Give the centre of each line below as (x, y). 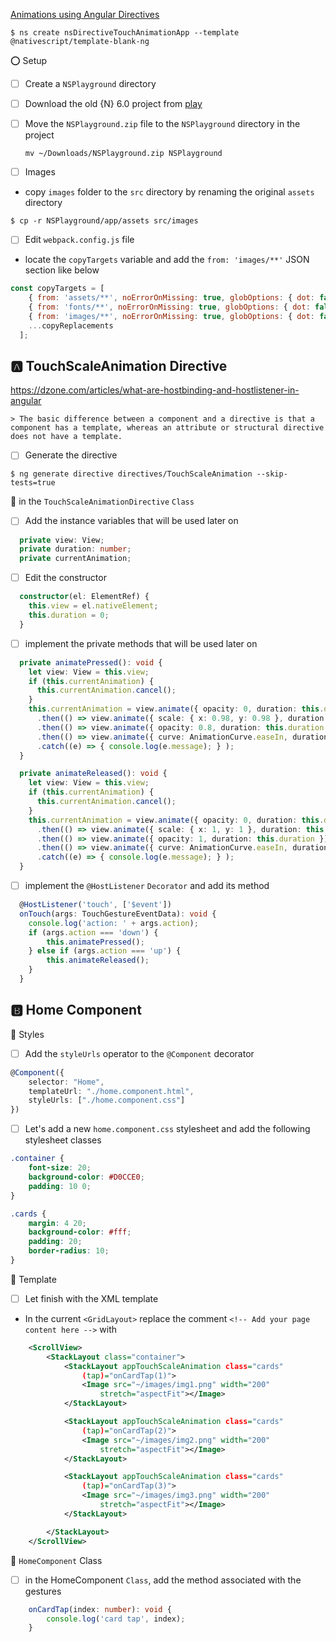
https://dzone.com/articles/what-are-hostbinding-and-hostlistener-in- (155, 390)
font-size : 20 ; (60, 1168)
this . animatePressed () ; (95, 942)
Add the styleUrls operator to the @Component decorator (139, 1053)
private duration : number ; (75, 549)
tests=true (33, 483)
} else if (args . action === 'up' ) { (105, 951)
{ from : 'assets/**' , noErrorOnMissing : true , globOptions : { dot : (171, 298)
